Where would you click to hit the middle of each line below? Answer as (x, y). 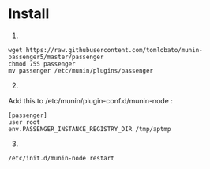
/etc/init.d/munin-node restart (61, 158)
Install (29, 14)
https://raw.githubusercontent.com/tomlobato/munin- (114, 50)
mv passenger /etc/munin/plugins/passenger (81, 71)
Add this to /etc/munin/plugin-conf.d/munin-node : (91, 100)
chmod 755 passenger (42, 64)
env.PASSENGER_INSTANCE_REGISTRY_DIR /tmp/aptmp (90, 129)
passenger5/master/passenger (56, 57)
